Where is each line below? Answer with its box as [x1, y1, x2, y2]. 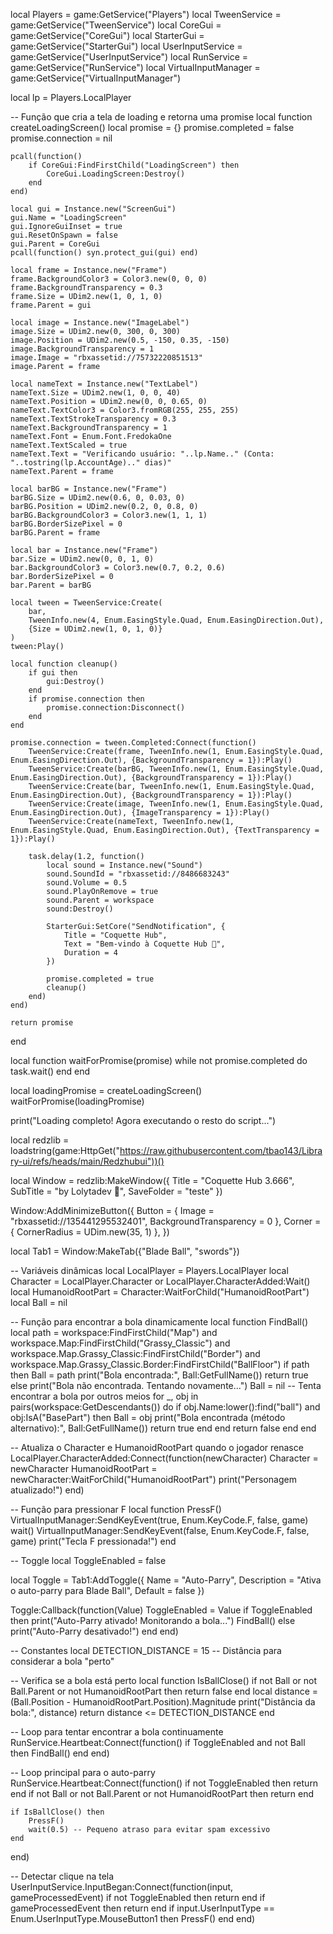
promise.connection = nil [10, 132, 113, 144]
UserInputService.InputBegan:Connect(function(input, [10, 1881, 234, 1893]
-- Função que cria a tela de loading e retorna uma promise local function [10, 111, 313, 123]
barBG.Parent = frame [10, 528, 101, 538]
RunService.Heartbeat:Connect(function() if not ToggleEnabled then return [10, 1777, 319, 1789]
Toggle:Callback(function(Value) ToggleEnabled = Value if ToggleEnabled [10, 1604, 313, 1616]
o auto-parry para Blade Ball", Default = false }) [10, 1585, 205, 1596]
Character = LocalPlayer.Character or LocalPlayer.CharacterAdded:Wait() [10, 1275, 311, 1287]
